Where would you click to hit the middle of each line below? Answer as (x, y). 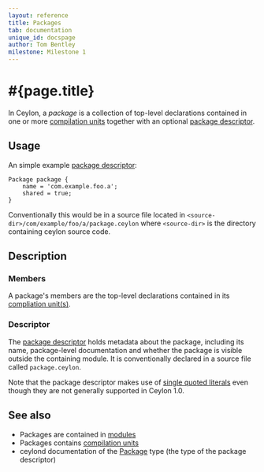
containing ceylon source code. (59, 231)
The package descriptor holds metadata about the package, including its (126, 342)
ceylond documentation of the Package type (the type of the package (133, 451)
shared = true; (47, 193)
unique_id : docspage (42, 37)
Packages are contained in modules (78, 434)
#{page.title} (51, 91)
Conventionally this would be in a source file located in (97, 214)
